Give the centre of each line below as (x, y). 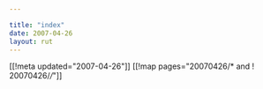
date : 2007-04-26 (41, 33)
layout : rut (31, 41)
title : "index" (37, 25)
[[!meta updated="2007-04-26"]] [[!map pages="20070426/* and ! (132, 66)
